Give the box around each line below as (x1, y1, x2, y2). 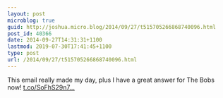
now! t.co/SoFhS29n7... (7, 82, 76, 92)
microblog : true (7, 17, 55, 24)
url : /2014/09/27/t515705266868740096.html (7, 56, 138, 63)
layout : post (7, 10, 46, 18)
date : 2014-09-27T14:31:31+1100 (7, 37, 102, 44)
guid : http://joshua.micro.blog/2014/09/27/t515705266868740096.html (7, 23, 217, 30)
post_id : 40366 (7, 30, 52, 37)
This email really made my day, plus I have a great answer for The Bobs (7, 75, 215, 84)
